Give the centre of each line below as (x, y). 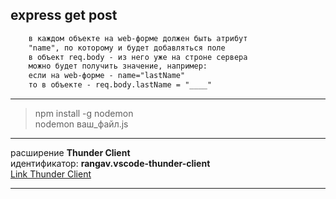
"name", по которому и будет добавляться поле (127, 48)
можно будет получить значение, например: (118, 66)
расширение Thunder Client (70, 153)
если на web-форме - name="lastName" (107, 76)
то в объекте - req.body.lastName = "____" (120, 85)
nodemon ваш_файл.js (81, 124)
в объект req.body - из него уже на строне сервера (138, 57)
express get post (64, 15)
